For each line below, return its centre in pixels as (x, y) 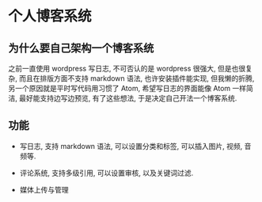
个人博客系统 (50, 16)
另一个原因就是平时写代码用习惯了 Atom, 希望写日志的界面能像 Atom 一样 (127, 88)
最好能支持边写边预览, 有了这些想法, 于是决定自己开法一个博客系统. (128, 98)
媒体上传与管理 (44, 189)
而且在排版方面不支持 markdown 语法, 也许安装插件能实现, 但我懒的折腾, (137, 78)
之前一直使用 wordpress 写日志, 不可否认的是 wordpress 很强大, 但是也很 (127, 69)
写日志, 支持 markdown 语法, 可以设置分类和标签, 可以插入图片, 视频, (131, 146)
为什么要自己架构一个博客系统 (81, 48)
